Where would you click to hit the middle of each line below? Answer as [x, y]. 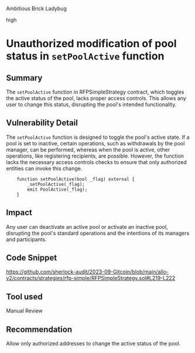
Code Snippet [32, 258]
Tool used [24, 297]
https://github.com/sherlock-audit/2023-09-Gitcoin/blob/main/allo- [87, 272]
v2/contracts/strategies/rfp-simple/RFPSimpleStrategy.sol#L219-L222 [91, 278]
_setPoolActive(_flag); [56, 184]
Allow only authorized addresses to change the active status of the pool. [93, 344]
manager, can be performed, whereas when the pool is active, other [88, 149]
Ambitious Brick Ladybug [37, 9]
